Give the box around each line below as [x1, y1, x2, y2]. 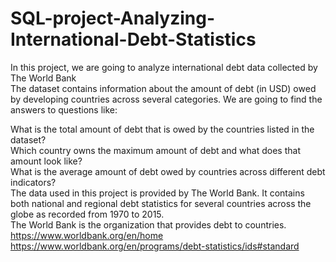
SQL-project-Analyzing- [10, 7, 215, 30]
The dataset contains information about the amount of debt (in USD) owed [10, 82, 317, 94]
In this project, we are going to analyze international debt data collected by [10, 61, 318, 73]
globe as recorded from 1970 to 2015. [10, 208, 165, 220]
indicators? [10, 176, 57, 188]
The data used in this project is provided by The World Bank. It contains [10, 187, 305, 199]
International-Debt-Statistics [10, 28, 257, 51]
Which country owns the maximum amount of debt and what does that [10, 144, 301, 156]
